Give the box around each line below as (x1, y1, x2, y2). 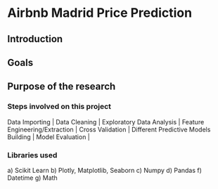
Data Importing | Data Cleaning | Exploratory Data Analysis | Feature (7, 117, 205, 126)
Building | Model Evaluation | (7, 132, 90, 141)
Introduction (7, 33, 63, 45)
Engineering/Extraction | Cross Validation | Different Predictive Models (7, 125, 211, 133)
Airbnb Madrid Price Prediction (7, 5, 192, 21)
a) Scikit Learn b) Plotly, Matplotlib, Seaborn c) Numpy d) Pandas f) (7, 166, 203, 174)
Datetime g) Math (7, 174, 58, 182)
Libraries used (7, 150, 58, 159)
